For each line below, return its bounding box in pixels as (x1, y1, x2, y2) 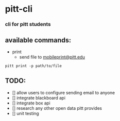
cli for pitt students (5, 21, 51, 28)
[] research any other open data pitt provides (12, 105, 102, 111)
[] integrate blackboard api (12, 95, 66, 101)
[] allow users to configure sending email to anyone (12, 89, 115, 96)
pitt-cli (5, 3, 33, 15)
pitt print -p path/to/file (5, 63, 62, 68)
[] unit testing (12, 110, 39, 116)
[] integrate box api (12, 100, 51, 106)
